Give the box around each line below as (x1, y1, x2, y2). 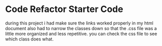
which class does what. (5, 36, 54, 42)
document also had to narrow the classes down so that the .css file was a (5, 25, 157, 31)
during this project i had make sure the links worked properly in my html (5, 20, 154, 26)
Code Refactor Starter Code (5, 3, 123, 15)
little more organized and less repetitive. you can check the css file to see (5, 30, 157, 36)
